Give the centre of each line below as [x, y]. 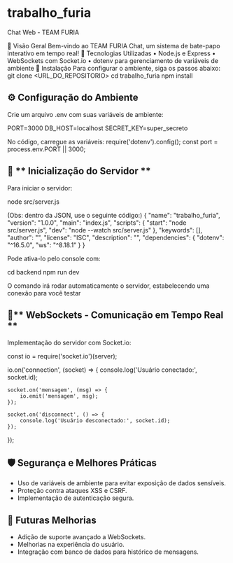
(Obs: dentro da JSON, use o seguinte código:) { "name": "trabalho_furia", [114, 215]
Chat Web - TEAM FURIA [43, 32]
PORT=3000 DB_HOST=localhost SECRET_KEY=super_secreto [98, 128]
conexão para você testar [44, 293]
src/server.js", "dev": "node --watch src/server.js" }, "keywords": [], [105, 230]
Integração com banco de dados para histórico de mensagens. [108, 552]
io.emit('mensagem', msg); [59, 396]
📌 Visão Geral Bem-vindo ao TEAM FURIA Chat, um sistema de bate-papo [114, 46]
